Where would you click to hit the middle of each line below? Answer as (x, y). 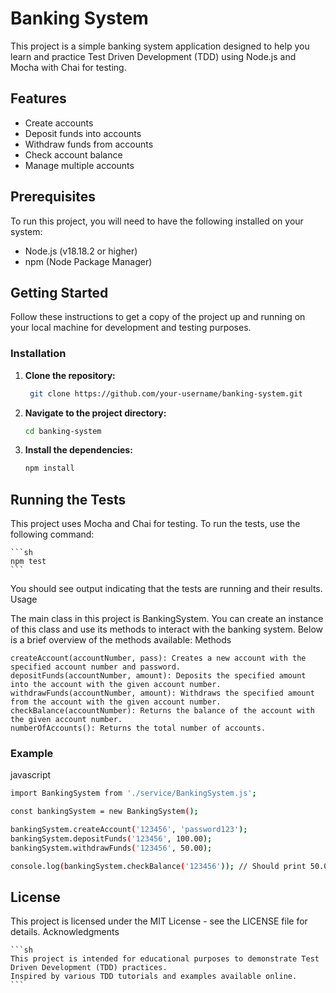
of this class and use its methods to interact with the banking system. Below (167, 629)
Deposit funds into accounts (83, 133)
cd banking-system (63, 431)
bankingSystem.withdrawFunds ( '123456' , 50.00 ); (111, 848)
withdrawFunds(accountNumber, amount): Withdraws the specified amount (162, 693)
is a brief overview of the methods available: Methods (121, 640)
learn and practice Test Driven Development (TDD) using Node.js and (153, 56)
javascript (31, 775)
